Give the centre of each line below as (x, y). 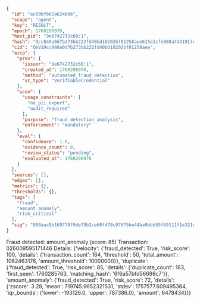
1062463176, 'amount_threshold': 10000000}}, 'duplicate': (77, 261)
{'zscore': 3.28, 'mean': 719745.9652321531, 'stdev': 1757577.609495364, (97, 286)
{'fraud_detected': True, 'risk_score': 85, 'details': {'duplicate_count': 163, (96, 267)
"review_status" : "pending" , (58, 153)
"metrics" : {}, (30, 186)
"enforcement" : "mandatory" (57, 125)
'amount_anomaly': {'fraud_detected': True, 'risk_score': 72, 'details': (90, 280)
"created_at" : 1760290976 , (55, 70)
